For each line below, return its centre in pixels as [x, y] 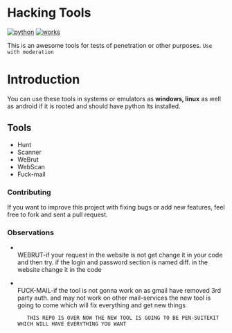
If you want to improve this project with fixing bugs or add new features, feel [116, 207]
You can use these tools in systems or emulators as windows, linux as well [114, 99]
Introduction [44, 79]
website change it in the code [59, 270]
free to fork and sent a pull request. [58, 214]
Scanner [29, 152]
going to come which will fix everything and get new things [101, 305]
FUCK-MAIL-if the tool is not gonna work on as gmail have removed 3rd [119, 291]
